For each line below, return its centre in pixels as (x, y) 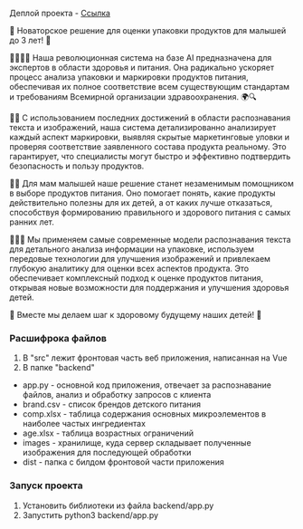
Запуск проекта (46, 486)
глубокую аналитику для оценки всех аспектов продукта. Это (129, 268)
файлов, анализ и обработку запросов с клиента (117, 395)
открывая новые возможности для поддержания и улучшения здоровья (149, 288)
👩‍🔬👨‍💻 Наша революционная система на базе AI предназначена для (141, 58)
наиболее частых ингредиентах (84, 424)
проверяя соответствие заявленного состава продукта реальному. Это (148, 147)
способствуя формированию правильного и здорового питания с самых (150, 212)
